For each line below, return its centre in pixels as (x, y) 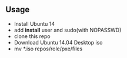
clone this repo (32, 36)
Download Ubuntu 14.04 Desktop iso (59, 42)
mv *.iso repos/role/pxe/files (48, 49)
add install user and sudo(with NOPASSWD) (68, 30)
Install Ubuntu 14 (34, 23)
